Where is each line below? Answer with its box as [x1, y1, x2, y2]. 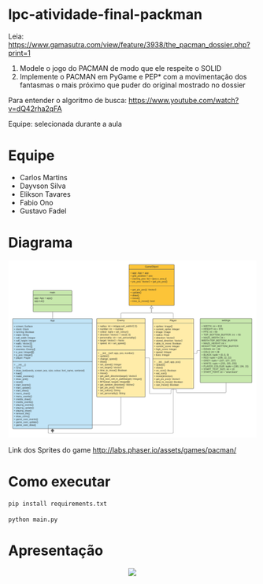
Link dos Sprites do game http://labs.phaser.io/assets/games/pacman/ [8, 445, 237, 455]
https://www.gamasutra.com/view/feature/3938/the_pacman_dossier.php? [8, 39, 250, 49]
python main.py [8, 516, 58, 524]
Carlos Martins [19, 172, 69, 182]
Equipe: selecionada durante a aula [8, 119, 122, 128]
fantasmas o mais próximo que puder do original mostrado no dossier [19, 80, 246, 90]
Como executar [8, 473, 111, 491]
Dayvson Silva [19, 181, 66, 190]
